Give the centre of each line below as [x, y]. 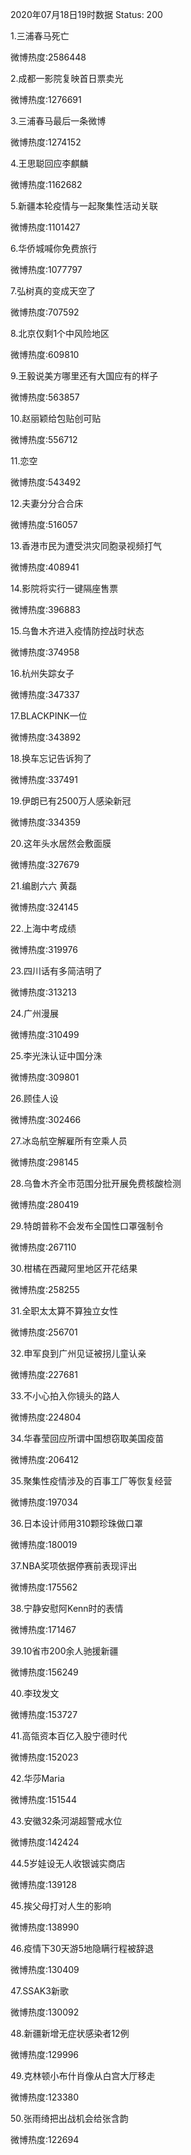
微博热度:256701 [44, 1332]
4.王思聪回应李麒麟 [49, 163]
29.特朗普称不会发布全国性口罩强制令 [87, 1226]
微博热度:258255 [45, 1289]
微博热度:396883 [46, 609]
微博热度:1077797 [46, 269]
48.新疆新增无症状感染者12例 [70, 2033]
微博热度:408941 [45, 567]
